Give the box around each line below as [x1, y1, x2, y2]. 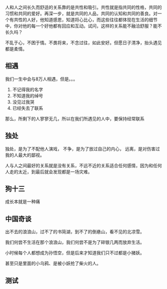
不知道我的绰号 [12, 92, 43, 98]
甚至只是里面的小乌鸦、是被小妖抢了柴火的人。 [5, 260, 101, 267]
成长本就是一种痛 [5, 199, 40, 205]
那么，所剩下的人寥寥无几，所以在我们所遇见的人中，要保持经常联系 [5, 116, 145, 122]
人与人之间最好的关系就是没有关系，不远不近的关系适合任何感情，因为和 [5, 162, 153, 168]
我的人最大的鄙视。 [5, 152, 45, 158]
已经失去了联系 [12, 105, 43, 111]
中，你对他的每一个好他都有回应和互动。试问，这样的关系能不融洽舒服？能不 [5, 23, 162, 29]
